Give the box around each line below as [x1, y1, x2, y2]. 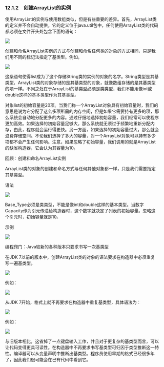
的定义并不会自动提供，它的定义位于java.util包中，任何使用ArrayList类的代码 [5, 22, 159, 28]
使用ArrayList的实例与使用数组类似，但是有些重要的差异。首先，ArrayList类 [5, 16, 157, 22]
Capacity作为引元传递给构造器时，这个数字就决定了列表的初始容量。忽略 [5, 208, 151, 214]
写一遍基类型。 [5, 260, 35, 266]
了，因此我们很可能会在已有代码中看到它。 [5, 357, 91, 363]
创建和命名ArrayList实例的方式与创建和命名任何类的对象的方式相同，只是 [5, 48, 152, 54]
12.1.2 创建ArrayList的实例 [5, 4, 71, 11]
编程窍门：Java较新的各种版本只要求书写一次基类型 [5, 244, 109, 250]
